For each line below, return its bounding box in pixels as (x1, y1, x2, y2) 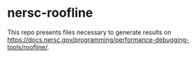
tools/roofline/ (7, 43, 47, 51)
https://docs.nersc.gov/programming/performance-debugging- (7, 35, 190, 43)
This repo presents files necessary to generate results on (7, 28, 172, 36)
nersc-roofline (7, 5, 93, 21)
